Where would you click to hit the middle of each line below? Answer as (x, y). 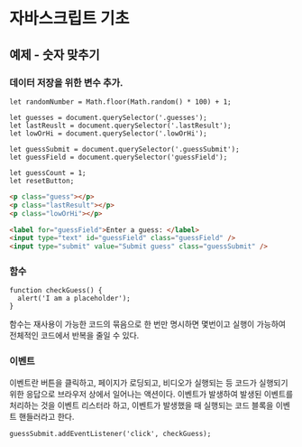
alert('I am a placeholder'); (74, 299)
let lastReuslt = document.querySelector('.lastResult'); (120, 126)
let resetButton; (42, 181)
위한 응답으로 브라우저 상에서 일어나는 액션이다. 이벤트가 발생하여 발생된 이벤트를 (151, 394)
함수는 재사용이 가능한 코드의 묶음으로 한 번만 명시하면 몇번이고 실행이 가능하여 (148, 324)
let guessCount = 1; (48, 172)
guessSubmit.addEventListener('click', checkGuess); (110, 433)
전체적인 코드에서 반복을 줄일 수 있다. (74, 336)
